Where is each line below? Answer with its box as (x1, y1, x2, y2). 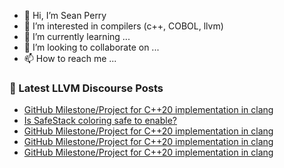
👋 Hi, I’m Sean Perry (23, 10, 107, 21)
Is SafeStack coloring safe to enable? (23, 115, 178, 127)
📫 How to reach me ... (23, 53, 117, 64)
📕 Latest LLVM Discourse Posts (9, 81, 164, 95)
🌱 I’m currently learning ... (23, 31, 131, 42)
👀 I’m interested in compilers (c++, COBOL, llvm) (23, 20, 224, 32)
